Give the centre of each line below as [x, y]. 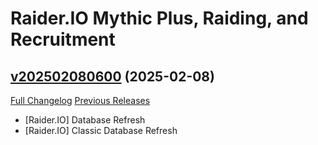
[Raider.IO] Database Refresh [85, 120]
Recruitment [63, 39]
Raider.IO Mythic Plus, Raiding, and [159, 18]
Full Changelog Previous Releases [80, 100]
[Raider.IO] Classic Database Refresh [101, 130]
